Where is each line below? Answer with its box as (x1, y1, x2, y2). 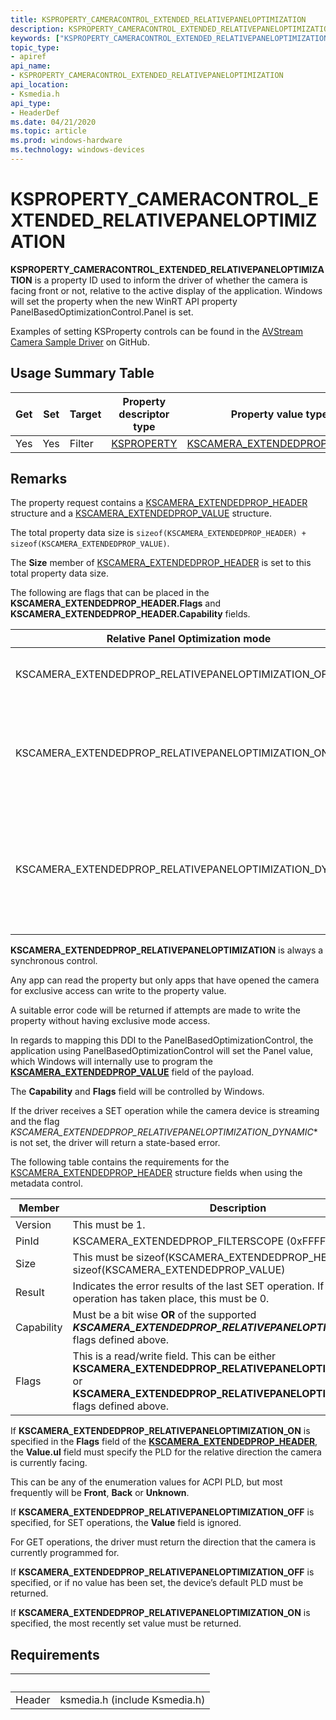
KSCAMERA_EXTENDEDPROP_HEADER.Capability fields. (10, 608, 251, 620)
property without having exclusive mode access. (10, 1015, 211, 1027)
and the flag (10, 1116, 60, 1128)
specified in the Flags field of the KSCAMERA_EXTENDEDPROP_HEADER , (10, 1436, 318, 1448)
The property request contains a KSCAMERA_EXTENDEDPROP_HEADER (10, 497, 308, 509)
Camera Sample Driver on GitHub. (10, 336, 150, 348)
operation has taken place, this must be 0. (72, 1292, 270, 1306)
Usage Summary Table (10, 365, 155, 382)
